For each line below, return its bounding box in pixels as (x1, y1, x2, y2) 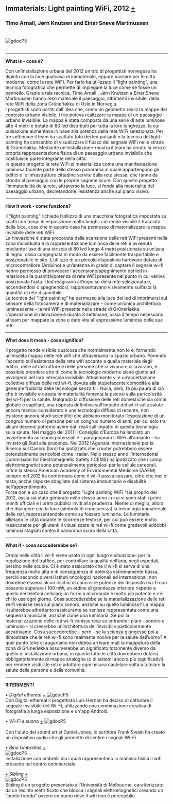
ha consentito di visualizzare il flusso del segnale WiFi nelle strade (23, 139, 164, 145)
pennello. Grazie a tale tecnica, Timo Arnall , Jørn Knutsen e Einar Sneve (5, 90, 159, 96)
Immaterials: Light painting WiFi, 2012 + (5, 4, 135, 13)
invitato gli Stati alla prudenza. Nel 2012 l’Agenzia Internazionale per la (5, 440, 154, 446)
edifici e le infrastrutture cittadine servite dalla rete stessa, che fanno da (5, 172, 158, 178)
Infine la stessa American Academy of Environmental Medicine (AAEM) (5, 467, 156, 473)
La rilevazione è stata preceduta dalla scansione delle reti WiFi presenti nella (5, 235, 168, 241)
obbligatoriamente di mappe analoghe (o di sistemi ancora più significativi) (5, 656, 164, 662)
